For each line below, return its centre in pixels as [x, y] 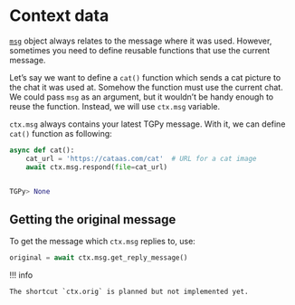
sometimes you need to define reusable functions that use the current [139, 50]
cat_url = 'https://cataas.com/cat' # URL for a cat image [141, 158]
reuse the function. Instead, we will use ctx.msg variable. [115, 106]
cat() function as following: [61, 133]
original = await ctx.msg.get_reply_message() [99, 258]
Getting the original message [93, 219]
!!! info [21, 275]
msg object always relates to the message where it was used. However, [141, 41]
